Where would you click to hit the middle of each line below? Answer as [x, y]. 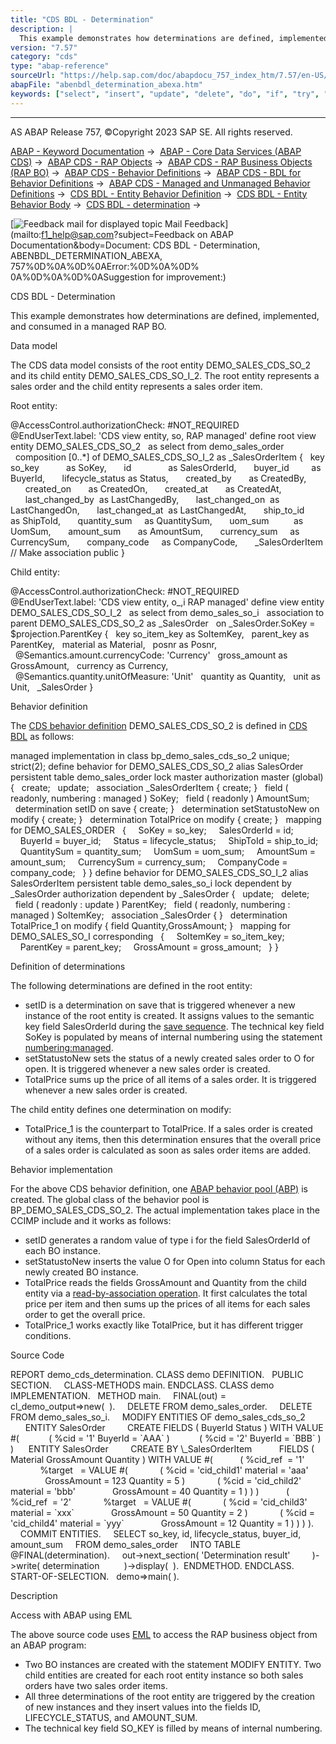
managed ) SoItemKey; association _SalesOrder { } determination [149, 915]
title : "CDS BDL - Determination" [82, 19]
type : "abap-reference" [60, 66]
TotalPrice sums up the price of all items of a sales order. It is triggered [170, 1079]
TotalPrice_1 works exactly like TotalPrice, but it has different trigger [164, 1325]
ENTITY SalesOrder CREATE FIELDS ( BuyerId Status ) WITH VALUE [174, 1427]
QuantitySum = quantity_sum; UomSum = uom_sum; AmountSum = [168, 851]
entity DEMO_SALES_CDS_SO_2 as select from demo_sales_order [147, 446]
